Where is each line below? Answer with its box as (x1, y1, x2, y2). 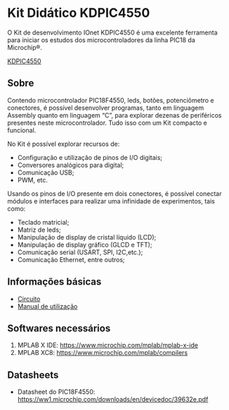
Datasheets (7, 368, 59, 381)
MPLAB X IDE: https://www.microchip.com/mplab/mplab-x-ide (17, 341, 199, 349)
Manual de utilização (17, 302, 78, 311)
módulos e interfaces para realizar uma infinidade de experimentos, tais (7, 197, 216, 205)
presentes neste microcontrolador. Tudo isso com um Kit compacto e (7, 118, 207, 127)
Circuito (17, 294, 41, 303)
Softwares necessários (7, 322, 111, 334)
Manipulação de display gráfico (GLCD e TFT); (17, 240, 152, 249)
